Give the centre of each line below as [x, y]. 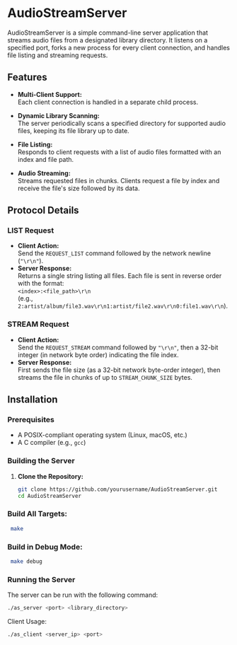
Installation [33, 400]
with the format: [41, 284]
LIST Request [31, 231]
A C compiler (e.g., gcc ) [52, 443]
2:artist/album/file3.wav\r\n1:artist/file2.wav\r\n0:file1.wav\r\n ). [123, 306]
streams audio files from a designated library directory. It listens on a [108, 40]
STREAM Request [38, 325]
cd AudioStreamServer [49, 496]
